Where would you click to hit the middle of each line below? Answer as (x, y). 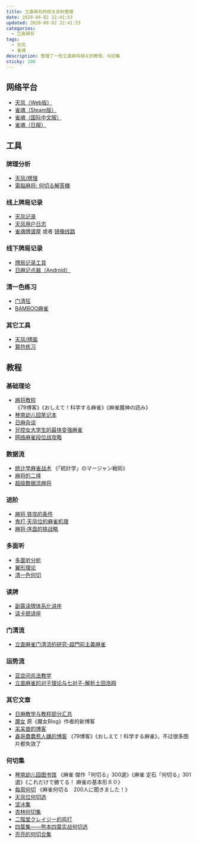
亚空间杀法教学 (33, 675)
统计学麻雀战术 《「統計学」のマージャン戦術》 (71, 468)
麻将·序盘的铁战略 (36, 529)
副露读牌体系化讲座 (38, 606)
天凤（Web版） (33, 102)
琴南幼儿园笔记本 (36, 415)
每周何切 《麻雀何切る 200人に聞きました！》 (72, 789)
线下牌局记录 (25, 248)
